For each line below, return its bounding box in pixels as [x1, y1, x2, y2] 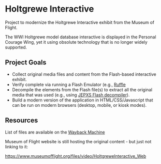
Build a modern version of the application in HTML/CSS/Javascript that [12, 97, 153, 103]
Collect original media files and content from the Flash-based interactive [12, 71, 157, 77]
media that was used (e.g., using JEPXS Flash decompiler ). [12, 92, 130, 98]
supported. [5, 44, 27, 50]
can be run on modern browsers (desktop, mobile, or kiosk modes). [12, 102, 146, 108]
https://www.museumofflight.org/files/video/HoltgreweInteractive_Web [5, 153, 146, 159]
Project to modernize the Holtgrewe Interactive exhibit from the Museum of [5, 19, 155, 25]
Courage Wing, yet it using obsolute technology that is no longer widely [5, 39, 147, 45]
